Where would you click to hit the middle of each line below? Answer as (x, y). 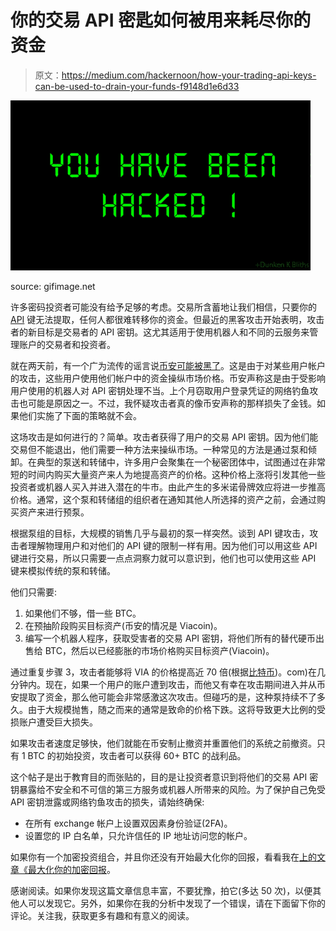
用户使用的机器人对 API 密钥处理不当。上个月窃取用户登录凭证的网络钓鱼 (160, 390)
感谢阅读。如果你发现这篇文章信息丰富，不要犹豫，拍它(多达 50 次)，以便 (161, 890)
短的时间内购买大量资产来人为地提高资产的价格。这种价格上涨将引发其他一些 (168, 474)
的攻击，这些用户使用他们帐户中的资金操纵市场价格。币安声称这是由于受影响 (168, 378)
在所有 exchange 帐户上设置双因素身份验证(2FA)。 (128, 823)
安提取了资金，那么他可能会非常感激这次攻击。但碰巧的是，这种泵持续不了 (163, 697)
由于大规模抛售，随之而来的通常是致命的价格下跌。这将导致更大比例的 (172, 709)
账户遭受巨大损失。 (58, 722)
